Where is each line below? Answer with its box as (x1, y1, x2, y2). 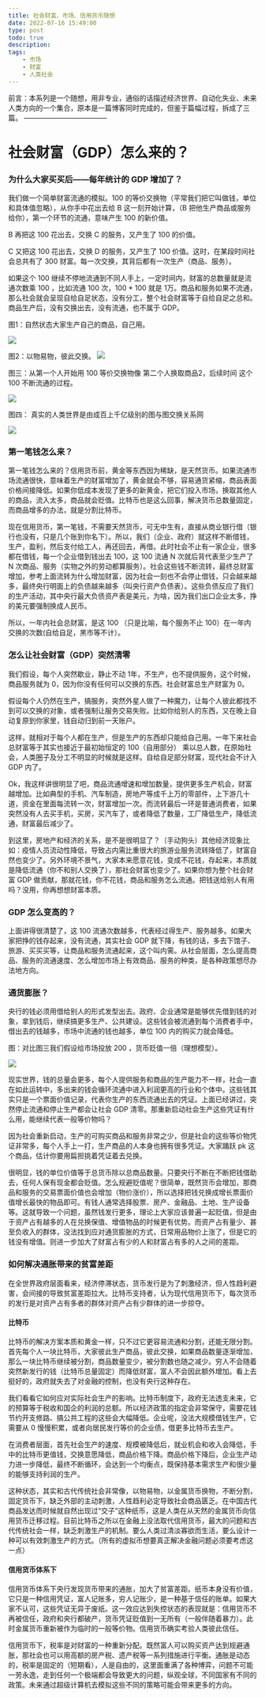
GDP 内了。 (8, 762, 46, 771)
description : (8, 41, 51, 49)
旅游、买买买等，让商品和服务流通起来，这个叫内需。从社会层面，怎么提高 (8, 946, 250, 955)
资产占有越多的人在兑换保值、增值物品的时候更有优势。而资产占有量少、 (14, 1218, 250, 1227)
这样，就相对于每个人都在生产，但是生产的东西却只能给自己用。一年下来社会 (8, 733, 257, 742)
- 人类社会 (22, 70, 54, 78)
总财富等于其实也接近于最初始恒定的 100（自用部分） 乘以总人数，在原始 (8, 742, 245, 752)
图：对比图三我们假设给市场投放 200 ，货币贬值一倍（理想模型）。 (8, 1044, 222, 1053)
